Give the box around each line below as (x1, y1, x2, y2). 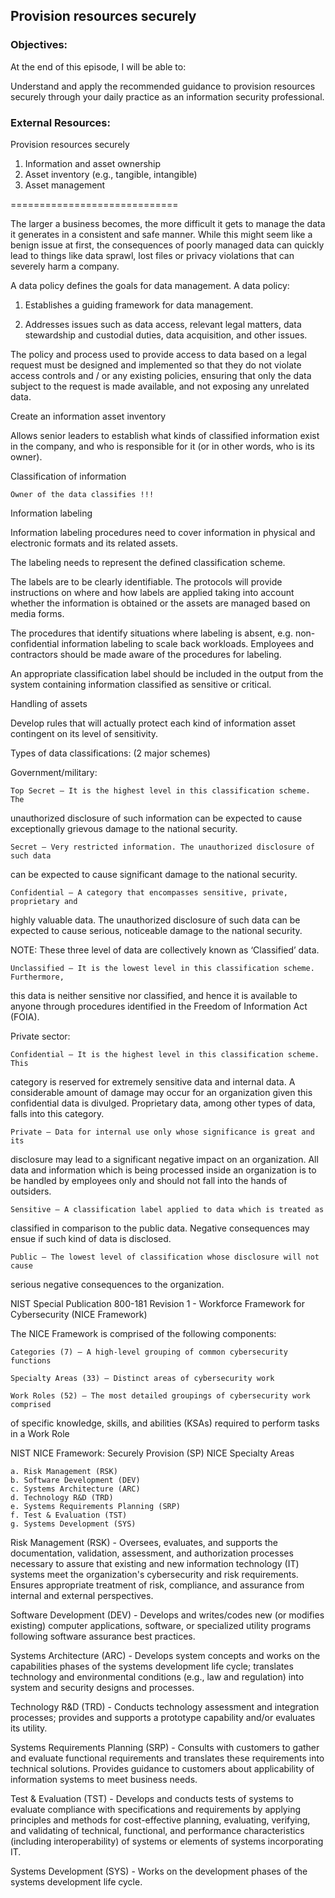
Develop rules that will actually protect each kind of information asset (10, 717, 296, 729)
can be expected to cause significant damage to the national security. (10, 868, 298, 880)
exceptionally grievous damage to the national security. (10, 822, 238, 834)
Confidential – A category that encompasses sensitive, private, (10, 887, 288, 898)
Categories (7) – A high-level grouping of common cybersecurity (10, 1347, 288, 1357)
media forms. (10, 607, 65, 619)
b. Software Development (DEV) (10, 1475, 141, 1485)
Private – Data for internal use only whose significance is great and (10, 1127, 315, 1137)
